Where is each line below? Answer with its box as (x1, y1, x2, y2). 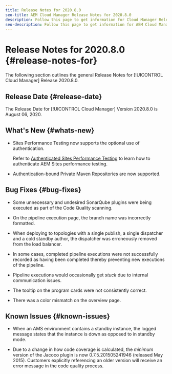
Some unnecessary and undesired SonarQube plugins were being (12, 199, 152, 205)
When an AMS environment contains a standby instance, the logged (12, 326, 157, 332)
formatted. (12, 220, 35, 226)
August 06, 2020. (5, 111, 42, 117)
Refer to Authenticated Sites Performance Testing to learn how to (12, 155, 150, 161)
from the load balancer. (12, 241, 62, 247)
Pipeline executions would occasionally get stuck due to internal (12, 272, 148, 278)
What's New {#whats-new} (5, 126, 95, 135)
